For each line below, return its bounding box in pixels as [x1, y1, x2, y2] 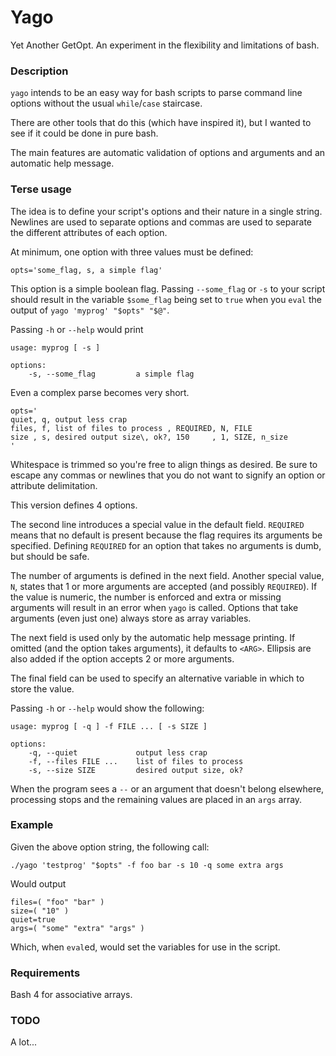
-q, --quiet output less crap [28, 747, 208, 758]
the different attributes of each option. [10, 226, 168, 238]
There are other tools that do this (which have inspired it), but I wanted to [10, 117, 312, 129]
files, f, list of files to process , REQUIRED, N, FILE [10, 423, 253, 433]
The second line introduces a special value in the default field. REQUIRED [10, 518, 305, 530]
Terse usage [10, 182, 72, 196]
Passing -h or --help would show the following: [10, 702, 205, 714]
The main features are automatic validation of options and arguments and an [10, 147, 326, 159]
